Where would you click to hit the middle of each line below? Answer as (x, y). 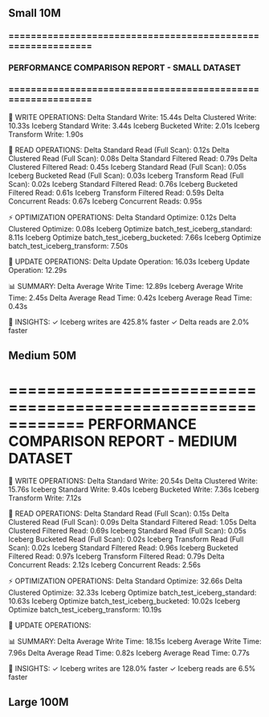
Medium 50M (43, 355)
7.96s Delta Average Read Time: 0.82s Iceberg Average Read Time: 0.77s (129, 653)
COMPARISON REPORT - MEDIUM (123, 441)
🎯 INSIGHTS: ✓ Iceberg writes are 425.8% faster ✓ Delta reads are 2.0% (129, 322)
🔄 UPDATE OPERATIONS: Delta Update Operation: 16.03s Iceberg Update (129, 262)
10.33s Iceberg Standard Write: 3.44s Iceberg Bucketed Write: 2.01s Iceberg (134, 126)
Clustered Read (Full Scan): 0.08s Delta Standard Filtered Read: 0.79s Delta (133, 158)
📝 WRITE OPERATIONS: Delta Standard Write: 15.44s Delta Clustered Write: (132, 117)
